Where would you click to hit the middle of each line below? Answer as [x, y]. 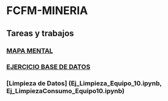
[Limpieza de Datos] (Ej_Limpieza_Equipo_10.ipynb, [84, 83]
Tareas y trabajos [40, 33]
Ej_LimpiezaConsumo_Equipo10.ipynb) [65, 91]
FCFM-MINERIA [47, 11]
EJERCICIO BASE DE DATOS [48, 67]
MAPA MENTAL [30, 51]
